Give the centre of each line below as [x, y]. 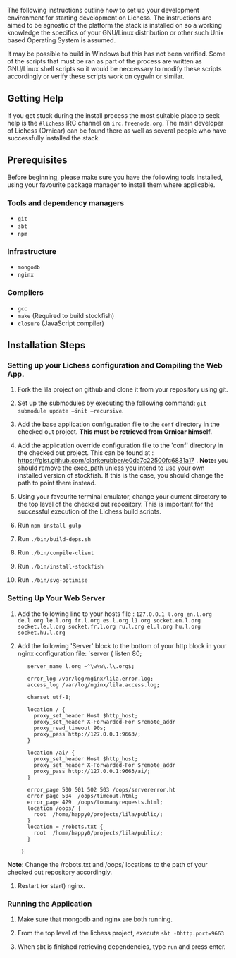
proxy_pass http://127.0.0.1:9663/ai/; [92, 771]
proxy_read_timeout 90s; [70, 728]
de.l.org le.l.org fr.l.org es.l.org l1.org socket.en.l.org [109, 620]
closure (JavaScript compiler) [61, 323]
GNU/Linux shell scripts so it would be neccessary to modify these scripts [114, 69]
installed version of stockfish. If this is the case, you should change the [120, 475]
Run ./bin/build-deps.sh [54, 539]
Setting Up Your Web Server [56, 598]
